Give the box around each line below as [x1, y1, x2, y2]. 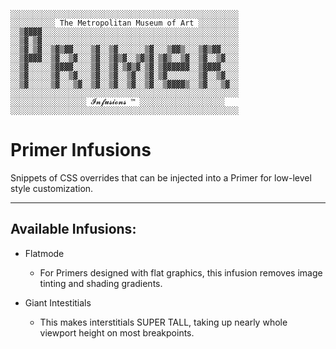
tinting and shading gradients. [39, 277, 163, 289]
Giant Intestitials [24, 296, 92, 309]
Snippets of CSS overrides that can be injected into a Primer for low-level [10, 171, 312, 184]
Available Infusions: [10, 221, 137, 238]
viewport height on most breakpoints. [39, 326, 195, 339]
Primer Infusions [10, 139, 152, 162]
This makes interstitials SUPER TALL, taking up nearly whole [39, 316, 288, 328]
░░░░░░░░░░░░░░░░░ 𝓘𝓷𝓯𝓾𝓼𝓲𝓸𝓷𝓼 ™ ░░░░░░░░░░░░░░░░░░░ [10, 97, 225, 107]
